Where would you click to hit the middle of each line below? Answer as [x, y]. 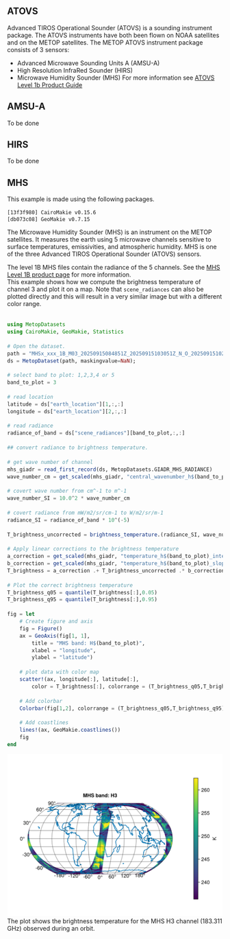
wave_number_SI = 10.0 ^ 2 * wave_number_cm [68, 498]
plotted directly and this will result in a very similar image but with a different [115, 297]
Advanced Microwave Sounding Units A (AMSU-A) [88, 63]
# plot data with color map [59, 672]
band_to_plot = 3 [32, 383]
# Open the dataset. [37, 346]
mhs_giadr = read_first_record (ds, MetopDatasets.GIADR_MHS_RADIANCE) [110, 469]
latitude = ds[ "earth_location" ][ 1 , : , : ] [66, 404]
